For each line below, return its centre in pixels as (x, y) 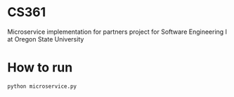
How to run (40, 68)
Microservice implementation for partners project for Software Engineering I (117, 32)
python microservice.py (42, 86)
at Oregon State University (46, 39)
